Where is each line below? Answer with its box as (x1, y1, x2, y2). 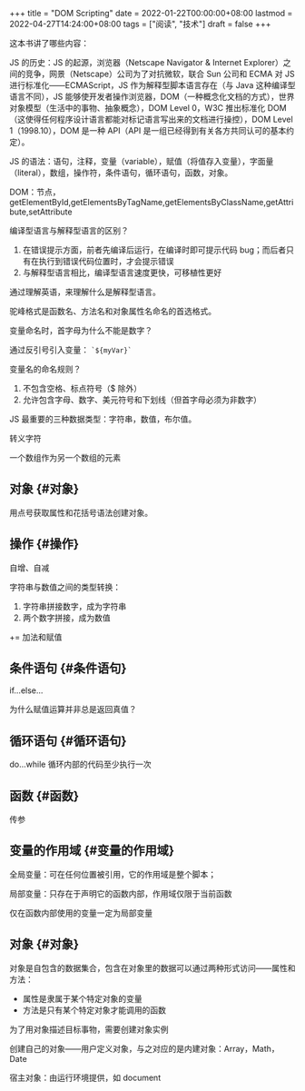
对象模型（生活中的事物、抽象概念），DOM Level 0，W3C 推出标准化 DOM (9, 103, 288, 113)
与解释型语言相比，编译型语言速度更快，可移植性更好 (22, 267, 222, 278)
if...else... (9, 685, 44, 696)
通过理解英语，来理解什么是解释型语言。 (9, 286, 161, 297)
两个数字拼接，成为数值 (22, 612, 111, 623)
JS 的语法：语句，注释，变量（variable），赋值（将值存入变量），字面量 (9, 156, 274, 166)
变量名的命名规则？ (9, 363, 82, 374)
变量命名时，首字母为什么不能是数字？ (9, 325, 152, 335)
